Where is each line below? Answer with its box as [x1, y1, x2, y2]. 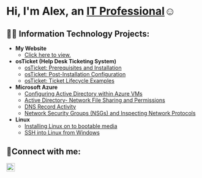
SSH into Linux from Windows [24, 129, 100, 136]
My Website [15, 44, 47, 52]
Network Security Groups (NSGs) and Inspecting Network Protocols [24, 110, 196, 116]
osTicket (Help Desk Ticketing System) [15, 58, 117, 65]
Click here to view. [24, 51, 72, 59]
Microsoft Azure [15, 84, 58, 91]
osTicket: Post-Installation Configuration [24, 71, 126, 77]
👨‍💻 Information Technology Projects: [6, 29, 150, 39]
